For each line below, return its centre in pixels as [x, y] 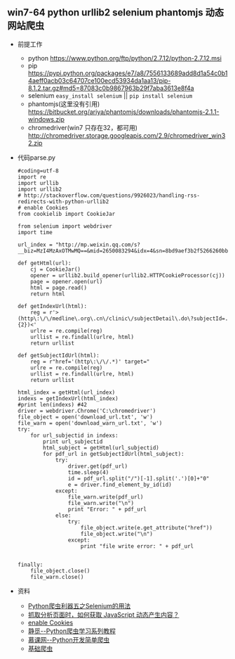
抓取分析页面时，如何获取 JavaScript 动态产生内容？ [103, 615]
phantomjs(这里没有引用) [64, 103]
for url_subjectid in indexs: [74, 435]
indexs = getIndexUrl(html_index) [68, 398]
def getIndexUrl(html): [52, 306]
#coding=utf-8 [38, 171]
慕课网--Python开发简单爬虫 [69, 639]
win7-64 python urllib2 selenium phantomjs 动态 [116, 13]
